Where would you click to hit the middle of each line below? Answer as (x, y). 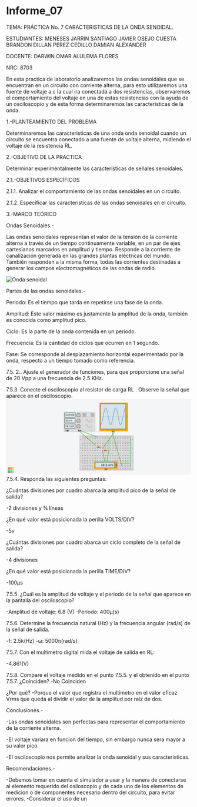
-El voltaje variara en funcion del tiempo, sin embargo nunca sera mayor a (96, 739)
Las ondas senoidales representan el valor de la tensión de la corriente (92, 237)
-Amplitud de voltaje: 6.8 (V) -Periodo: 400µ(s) (63, 612)
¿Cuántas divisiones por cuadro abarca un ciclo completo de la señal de (94, 542)
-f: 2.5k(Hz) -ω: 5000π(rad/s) (42, 641)
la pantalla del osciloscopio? (40, 600)
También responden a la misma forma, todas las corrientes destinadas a (94, 262)
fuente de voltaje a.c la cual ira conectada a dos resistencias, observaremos (98, 91)
